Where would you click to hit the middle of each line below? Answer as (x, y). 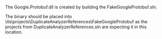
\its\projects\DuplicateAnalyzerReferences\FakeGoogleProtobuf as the (76, 22)
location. (14, 32)
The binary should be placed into (39, 16)
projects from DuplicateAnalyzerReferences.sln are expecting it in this (76, 27)
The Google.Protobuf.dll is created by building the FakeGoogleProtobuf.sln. (81, 7)
